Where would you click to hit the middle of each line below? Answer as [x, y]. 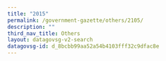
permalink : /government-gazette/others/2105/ [75, 20]
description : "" [31, 27]
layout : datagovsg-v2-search [50, 40]
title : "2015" [28, 14]
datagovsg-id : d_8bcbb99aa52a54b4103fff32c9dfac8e [83, 46]
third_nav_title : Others [44, 33]
